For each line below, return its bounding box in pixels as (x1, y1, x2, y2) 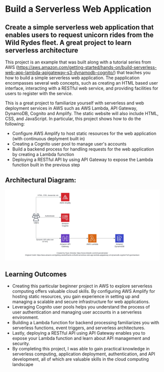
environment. (12, 314, 39, 320)
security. (12, 341, 30, 346)
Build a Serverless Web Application (5, 3, 152, 15)
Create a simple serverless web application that (5, 23, 154, 31)
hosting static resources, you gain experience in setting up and (12, 293, 140, 299)
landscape (12, 361, 34, 367)
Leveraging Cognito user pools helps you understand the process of (12, 304, 150, 310)
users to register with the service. (5, 91, 73, 96)
